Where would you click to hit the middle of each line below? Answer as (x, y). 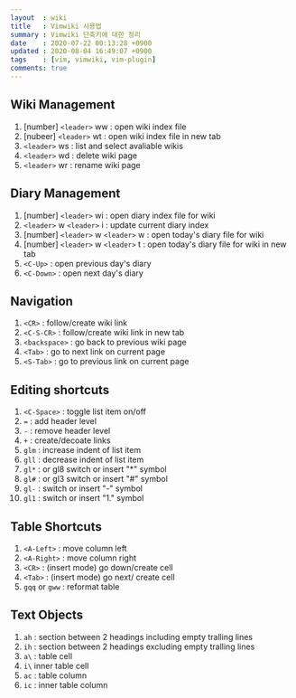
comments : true (39, 69)
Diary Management (65, 194)
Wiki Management (63, 105)
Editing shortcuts (60, 390)
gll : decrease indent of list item (83, 460)
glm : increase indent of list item (82, 450)
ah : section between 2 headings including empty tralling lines (138, 637)
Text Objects (47, 615)
